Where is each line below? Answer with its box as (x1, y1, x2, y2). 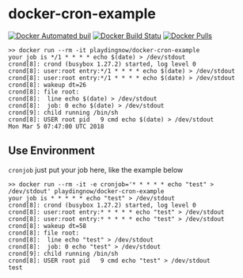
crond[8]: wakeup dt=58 (8, 222, 87, 230)
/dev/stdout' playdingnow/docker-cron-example (8, 187, 165, 195)
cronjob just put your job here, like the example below (8, 165, 184, 174)
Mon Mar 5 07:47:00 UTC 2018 (8, 122, 104, 131)
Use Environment (8, 144, 95, 158)
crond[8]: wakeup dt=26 (8, 81, 87, 89)
